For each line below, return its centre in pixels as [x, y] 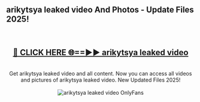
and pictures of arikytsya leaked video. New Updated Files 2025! [101, 80]
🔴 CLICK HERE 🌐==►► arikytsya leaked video [101, 52]
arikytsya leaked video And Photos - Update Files [100, 10]
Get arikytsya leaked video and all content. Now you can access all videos [101, 73]
